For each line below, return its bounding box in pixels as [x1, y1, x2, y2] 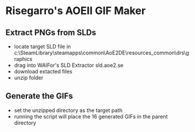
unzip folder [14, 75, 43, 81]
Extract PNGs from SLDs [5, 28, 96, 38]
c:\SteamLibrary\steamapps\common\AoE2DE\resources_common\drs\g [14, 49, 189, 56]
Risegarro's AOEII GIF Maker [5, 4, 146, 18]
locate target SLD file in [14, 43, 71, 50]
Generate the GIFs [5, 91, 73, 101]
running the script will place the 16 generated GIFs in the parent [14, 113, 168, 120]
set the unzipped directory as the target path [14, 107, 123, 114]
